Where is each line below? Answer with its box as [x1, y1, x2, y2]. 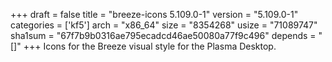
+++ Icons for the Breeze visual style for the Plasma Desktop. [23, 40, 277, 52]
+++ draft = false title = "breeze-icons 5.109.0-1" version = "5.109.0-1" [10, 9, 299, 20]
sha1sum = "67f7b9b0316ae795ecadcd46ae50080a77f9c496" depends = [10, 30, 317, 41]
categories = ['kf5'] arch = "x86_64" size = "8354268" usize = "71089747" [10, 19, 318, 31]
